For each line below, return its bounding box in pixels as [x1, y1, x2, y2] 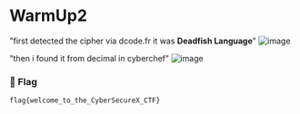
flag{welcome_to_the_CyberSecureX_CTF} [9, 96, 161, 105]
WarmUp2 [9, 5, 88, 26]
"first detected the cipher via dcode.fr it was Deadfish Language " [9, 35, 257, 46]
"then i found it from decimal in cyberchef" [9, 52, 170, 63]
